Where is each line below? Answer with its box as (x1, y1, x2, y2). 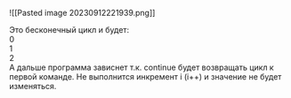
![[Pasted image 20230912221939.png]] (9, 8, 156, 18)
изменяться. (9, 81, 57, 91)
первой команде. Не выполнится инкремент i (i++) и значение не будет (9, 72, 282, 82)
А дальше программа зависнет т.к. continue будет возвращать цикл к (9, 62, 274, 72)
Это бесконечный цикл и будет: (9, 25, 130, 34)
